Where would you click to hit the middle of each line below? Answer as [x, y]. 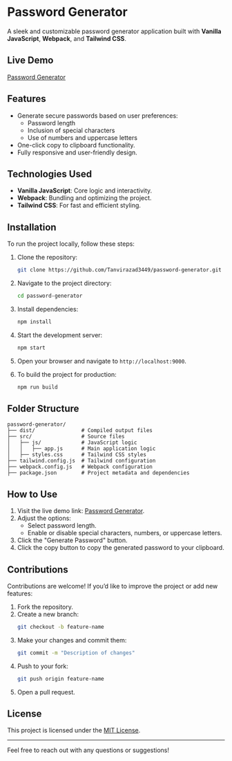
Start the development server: [60, 335]
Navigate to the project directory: [64, 283]
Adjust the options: [44, 518]
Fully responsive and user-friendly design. [77, 152]
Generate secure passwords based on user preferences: [97, 116]
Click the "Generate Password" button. [72, 540]
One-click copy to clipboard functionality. [76, 145]
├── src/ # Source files [66, 437]
